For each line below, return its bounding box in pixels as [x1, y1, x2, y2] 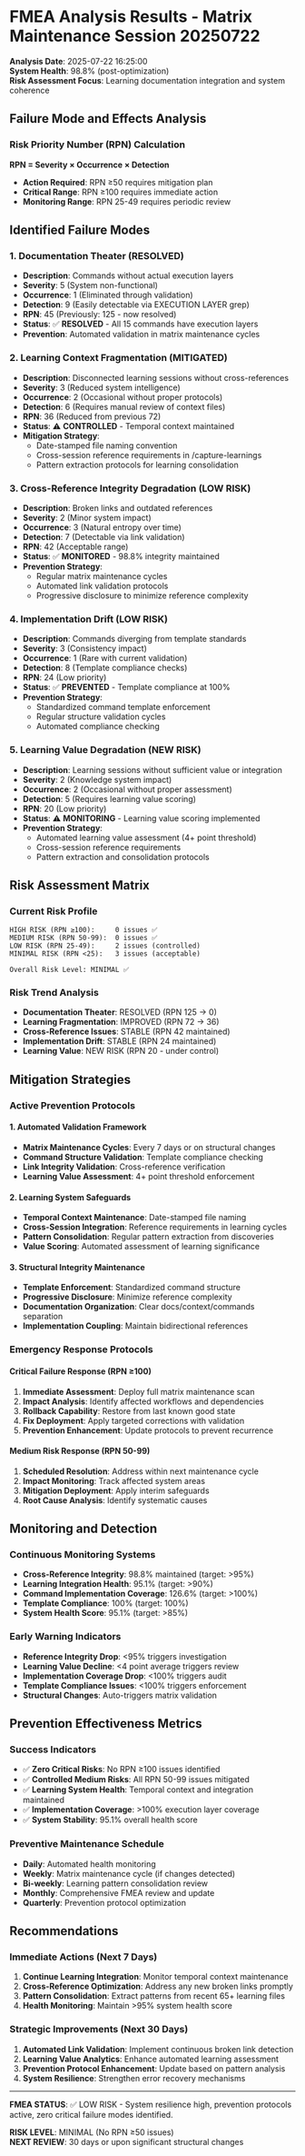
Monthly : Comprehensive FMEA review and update [22, 1887, 215, 1898]
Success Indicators [9, 1743, 97, 1756]
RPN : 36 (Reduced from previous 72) [22, 411, 162, 422]
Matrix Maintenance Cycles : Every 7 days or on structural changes [22, 1142, 276, 1152]
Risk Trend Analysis [9, 987, 100, 999]
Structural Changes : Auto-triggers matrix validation [22, 1690, 218, 1700]
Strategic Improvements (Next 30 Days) [9, 2023, 189, 2036]
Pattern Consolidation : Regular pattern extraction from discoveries [22, 1231, 274, 1242]
